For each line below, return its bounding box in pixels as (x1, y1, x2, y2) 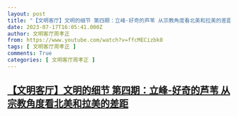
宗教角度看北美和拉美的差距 (7, 98, 129, 110)
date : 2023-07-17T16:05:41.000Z (7, 23, 103, 30)
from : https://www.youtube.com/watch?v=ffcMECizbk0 (7, 37, 163, 44)
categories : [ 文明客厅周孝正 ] (7, 57, 96, 64)
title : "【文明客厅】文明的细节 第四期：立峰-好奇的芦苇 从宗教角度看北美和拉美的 (7, 17, 222, 24)
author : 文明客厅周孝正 (7, 30, 70, 37)
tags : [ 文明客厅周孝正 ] (7, 43, 76, 50)
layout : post (7, 10, 46, 18)
